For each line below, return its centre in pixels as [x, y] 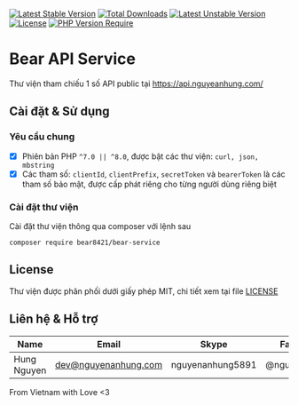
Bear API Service [72, 59]
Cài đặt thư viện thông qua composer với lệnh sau [100, 226]
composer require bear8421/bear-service [85, 243]
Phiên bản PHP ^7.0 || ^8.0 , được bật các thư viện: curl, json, [140, 156]
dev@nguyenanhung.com [108, 364]
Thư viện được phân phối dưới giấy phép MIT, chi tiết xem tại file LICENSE [144, 291]
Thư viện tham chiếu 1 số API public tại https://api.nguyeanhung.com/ [136, 83]
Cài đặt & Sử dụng [59, 111]
